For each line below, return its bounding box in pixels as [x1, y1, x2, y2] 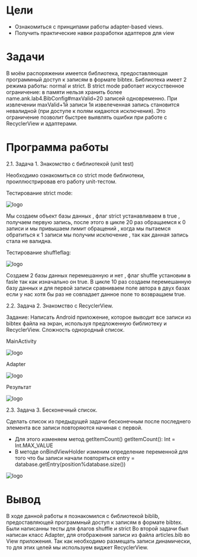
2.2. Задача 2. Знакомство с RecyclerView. [6, 302, 114, 309]
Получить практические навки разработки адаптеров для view [14, 29, 175, 36]
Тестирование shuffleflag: [6, 249, 71, 256]
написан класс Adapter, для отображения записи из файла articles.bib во [6, 531, 190, 538]
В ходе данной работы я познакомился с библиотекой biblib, [6, 512, 160, 519]
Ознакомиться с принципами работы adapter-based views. [14, 23, 164, 30]
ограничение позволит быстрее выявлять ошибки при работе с [6, 114, 167, 121]
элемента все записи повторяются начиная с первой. [6, 424, 143, 431]
